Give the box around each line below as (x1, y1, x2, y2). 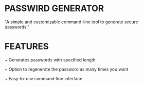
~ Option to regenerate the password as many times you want (4, 66, 128, 72)
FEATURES (4, 41, 49, 52)
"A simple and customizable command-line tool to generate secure (4, 19, 139, 25)
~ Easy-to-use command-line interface (4, 75, 83, 81)
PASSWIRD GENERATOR (4, 3, 104, 14)
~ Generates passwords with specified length (4, 57, 96, 63)
